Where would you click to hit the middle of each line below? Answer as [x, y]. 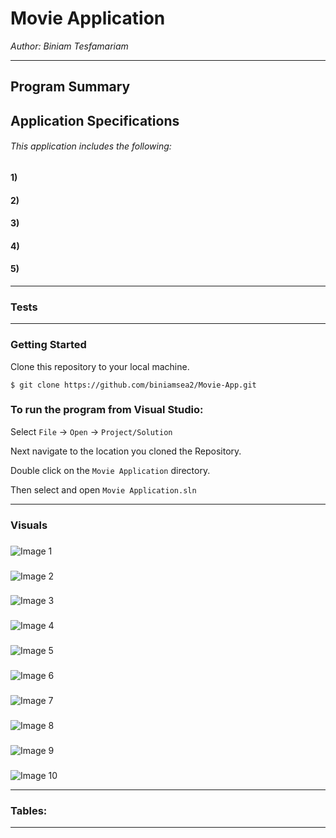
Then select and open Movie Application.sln [103, 489]
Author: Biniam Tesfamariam [69, 46]
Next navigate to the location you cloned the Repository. [126, 451]
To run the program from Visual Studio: [107, 410]
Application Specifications [95, 120]
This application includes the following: [91, 146]
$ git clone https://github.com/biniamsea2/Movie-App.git [133, 385]
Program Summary [70, 87]
